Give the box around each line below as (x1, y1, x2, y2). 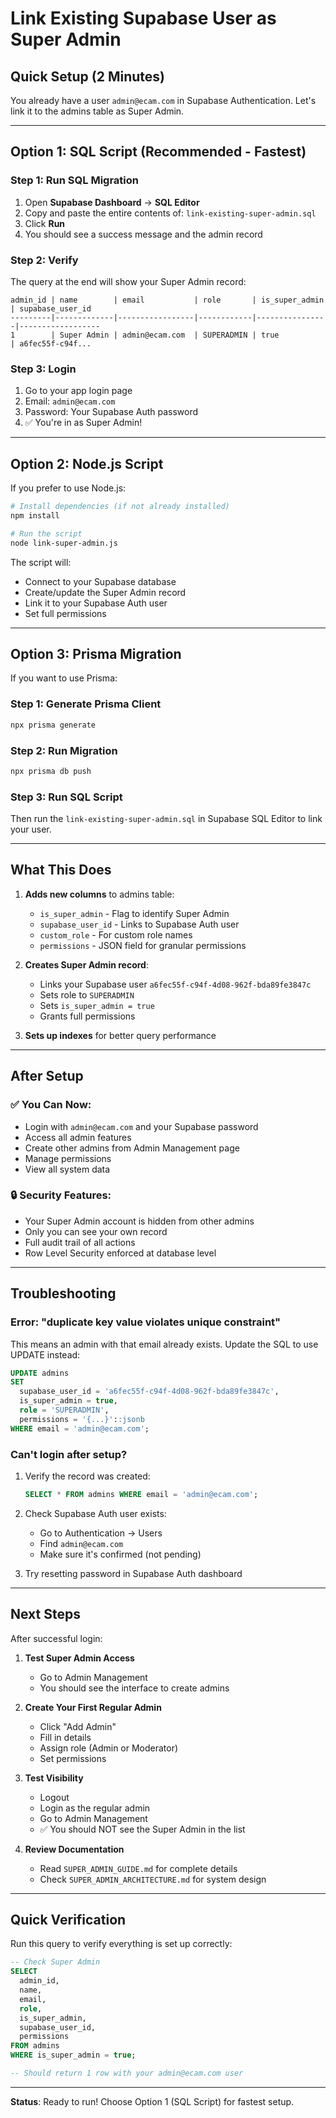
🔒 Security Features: (10, 1188, 112, 1202)
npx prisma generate (10, 720, 97, 730)
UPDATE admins (10, 1368, 70, 1378)
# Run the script (10, 528, 83, 539)
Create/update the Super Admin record (24, 586, 187, 598)
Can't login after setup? (10, 1447, 128, 1461)
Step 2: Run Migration (10, 743, 118, 757)
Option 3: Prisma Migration (10, 645, 182, 662)
